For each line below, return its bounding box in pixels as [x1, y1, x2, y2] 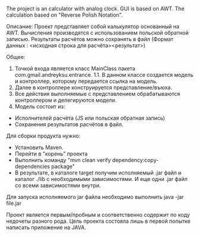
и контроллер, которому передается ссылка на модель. [14, 77, 158, 85]
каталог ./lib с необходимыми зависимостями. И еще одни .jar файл [14, 176, 188, 182]
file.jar [6, 199, 22, 207]
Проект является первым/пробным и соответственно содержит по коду [6, 211, 190, 218]
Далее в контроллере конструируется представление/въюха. [14, 84, 172, 91]
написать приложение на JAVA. [6, 224, 86, 231]
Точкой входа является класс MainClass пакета [14, 65, 135, 72]
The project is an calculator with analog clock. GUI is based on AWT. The [6, 5, 185, 12]
